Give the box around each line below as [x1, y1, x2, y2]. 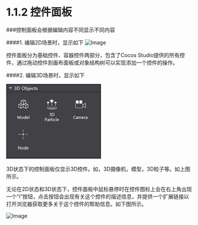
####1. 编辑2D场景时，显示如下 [6, 39, 84, 46]
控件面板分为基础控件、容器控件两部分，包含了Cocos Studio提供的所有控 [6, 51, 186, 58]
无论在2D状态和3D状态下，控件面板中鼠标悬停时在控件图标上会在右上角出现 [6, 185, 192, 192]
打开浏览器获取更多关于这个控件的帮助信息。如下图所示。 [6, 200, 147, 207]
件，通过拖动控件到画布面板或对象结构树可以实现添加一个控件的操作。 [6, 59, 178, 66]
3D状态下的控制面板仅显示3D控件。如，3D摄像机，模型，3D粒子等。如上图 [6, 165, 191, 173]
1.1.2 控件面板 [6, 5, 73, 19]
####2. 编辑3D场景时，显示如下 [6, 71, 85, 79]
